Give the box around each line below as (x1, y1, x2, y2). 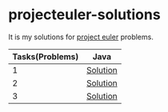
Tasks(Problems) (12, 50, 79, 62)
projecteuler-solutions (8, 6, 162, 24)
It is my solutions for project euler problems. (8, 32, 154, 42)
